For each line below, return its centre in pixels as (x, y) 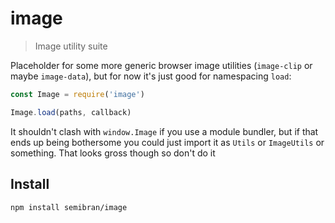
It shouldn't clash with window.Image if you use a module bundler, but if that (164, 131)
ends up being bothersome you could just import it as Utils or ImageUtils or (167, 142)
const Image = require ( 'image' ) (77, 94)
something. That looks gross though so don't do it (113, 153)
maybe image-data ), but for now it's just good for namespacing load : (151, 76)
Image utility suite (71, 46)
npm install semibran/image (69, 207)
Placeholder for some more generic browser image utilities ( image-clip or (161, 65)
